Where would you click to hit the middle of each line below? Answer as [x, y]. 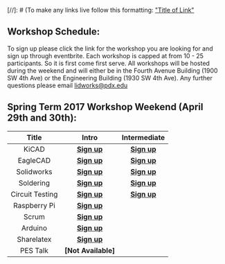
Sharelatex [34, 239]
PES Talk [34, 250]
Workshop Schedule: [54, 32]
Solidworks [34, 171]
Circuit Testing [34, 194]
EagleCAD [34, 160]
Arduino [34, 228]
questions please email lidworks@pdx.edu [67, 85]
